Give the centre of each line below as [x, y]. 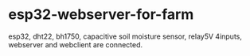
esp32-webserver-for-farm [101, 15]
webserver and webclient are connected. [76, 44]
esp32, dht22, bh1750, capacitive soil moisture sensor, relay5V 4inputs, [125, 36]
